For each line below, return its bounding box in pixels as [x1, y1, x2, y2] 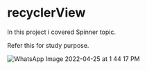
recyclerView [7, 5, 86, 21]
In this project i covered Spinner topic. [7, 28, 116, 36]
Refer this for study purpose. [7, 41, 89, 49]
